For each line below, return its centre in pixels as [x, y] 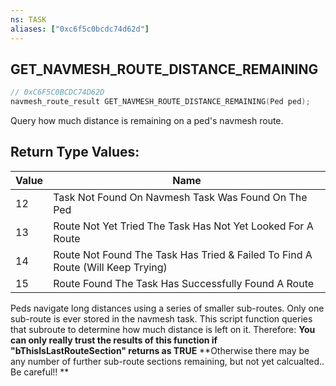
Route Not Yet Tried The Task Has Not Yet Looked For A [183, 226]
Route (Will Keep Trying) [110, 267]
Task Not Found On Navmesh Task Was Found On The [180, 197]
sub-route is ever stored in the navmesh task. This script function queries [161, 318]
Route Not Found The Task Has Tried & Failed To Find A [183, 254]
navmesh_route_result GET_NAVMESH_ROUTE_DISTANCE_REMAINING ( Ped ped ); [160, 102]
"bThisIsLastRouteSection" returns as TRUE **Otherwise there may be [160, 350]
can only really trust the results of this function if [114, 340]
